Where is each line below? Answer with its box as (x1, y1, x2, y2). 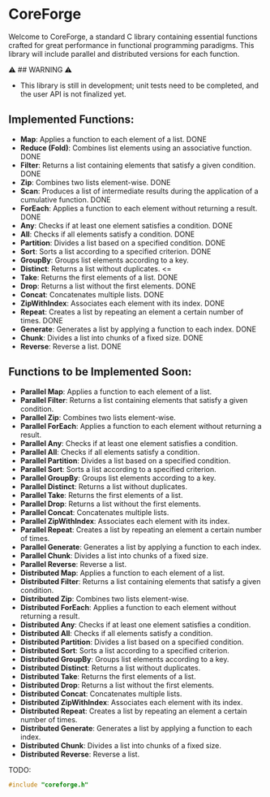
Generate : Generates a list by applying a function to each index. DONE (19, 324, 257, 334)
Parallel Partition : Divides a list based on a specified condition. (19, 456, 231, 466)
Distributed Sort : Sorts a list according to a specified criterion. (19, 645, 229, 655)
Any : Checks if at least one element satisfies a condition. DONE (19, 220, 234, 230)
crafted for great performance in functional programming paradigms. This (8, 40, 255, 50)
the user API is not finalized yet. (19, 89, 127, 98)
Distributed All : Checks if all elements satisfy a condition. (19, 628, 213, 638)
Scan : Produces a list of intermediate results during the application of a (19, 186, 259, 196)
